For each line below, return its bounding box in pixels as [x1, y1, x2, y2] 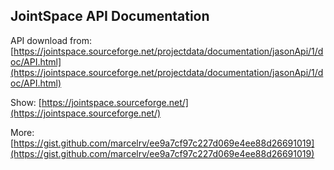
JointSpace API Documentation [10, 8, 210, 25]
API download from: [10, 34, 92, 46]
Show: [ [10, 96, 42, 108]
